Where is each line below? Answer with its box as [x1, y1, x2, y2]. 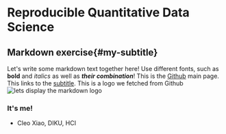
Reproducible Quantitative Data [7, 5, 190, 21]
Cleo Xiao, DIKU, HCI [16, 119, 77, 127]
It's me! [7, 103, 33, 113]
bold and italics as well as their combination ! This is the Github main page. [7, 72, 219, 80]
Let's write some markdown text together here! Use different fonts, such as [7, 65, 219, 72]
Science [7, 19, 55, 35]
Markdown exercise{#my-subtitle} [7, 46, 158, 58]
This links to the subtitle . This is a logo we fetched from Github [7, 79, 184, 87]
